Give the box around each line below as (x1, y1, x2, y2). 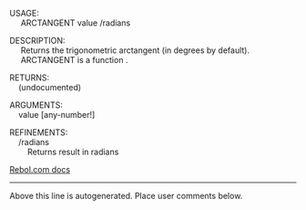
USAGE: (9, 8, 39, 18)
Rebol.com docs (9, 164, 71, 174)
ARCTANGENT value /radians (20, 17, 131, 28)
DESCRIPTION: (9, 36, 66, 46)
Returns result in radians (26, 146, 119, 157)
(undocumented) (17, 82, 82, 92)
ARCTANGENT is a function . (20, 55, 128, 65)
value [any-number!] (17, 110, 96, 120)
